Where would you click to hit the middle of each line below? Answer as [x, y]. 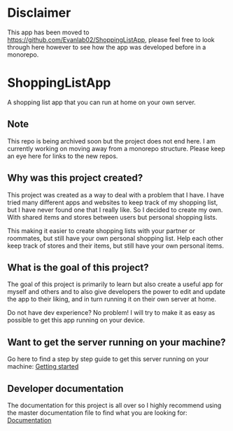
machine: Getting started [43, 367]
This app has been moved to [48, 32]
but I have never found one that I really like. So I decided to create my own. [115, 210]
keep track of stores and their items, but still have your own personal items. [115, 246]
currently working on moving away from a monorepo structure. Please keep [116, 148]
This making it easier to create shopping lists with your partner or [101, 231]
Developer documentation [65, 389]
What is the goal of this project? [78, 267]
